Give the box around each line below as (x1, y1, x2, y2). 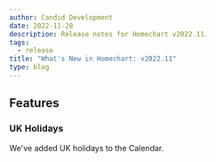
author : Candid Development (9, 12, 114, 22)
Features (9, 95, 60, 111)
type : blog (9, 63, 50, 72)
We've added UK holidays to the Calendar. (9, 142, 164, 153)
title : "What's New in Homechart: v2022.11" (9, 54, 177, 63)
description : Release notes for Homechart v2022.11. (9, 29, 209, 38)
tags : (9, 37, 29, 47)
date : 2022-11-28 (9, 21, 74, 30)
